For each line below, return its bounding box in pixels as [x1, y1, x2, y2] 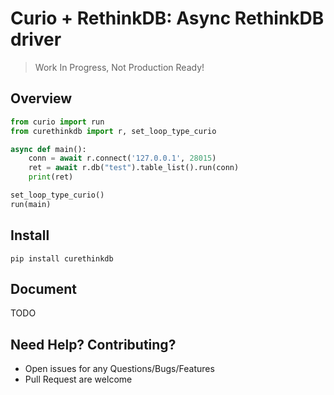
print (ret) [28, 172, 74, 182]
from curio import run [10, 117, 105, 127]
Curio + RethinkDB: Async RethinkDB [10, 7, 325, 30]
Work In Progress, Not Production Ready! [34, 61, 205, 73]
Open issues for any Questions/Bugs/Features [24, 363, 215, 375]
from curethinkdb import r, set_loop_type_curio [10, 126, 217, 136]
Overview [10, 90, 73, 107]
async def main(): [10, 144, 87, 154]
